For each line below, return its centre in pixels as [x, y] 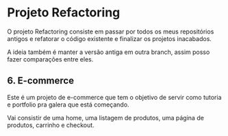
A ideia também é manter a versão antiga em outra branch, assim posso [109, 52]
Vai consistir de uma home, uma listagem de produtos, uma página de [105, 118]
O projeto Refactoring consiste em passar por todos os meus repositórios [111, 31]
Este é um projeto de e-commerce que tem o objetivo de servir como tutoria [114, 97]
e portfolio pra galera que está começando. [68, 105]
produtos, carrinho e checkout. [51, 125]
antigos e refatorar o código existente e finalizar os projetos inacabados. [110, 38]
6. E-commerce [40, 81]
